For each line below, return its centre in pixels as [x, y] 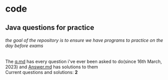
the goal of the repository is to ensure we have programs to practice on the [84, 41]
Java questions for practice [50, 28]
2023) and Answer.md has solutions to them [52, 67]
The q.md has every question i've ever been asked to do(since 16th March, [83, 61]
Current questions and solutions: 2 [41, 72]
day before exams [24, 46]
